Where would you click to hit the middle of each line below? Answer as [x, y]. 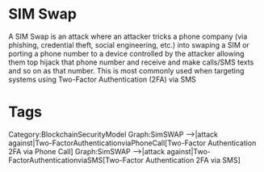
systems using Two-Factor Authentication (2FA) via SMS [102, 79]
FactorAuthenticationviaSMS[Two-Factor [76, 160]
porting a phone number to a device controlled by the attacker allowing [126, 53]
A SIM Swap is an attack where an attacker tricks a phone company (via [128, 36]
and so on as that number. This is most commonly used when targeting [126, 70]
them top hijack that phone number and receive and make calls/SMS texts [131, 62]
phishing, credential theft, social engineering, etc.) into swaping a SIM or [129, 44]
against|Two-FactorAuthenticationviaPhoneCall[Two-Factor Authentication [132, 143]
